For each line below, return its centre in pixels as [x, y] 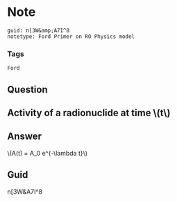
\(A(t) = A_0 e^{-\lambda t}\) [48, 153]
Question [27, 90]
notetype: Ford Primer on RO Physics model [71, 36]
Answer [25, 137]
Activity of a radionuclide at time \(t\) [89, 113]
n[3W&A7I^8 [25, 192]
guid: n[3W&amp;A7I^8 [39, 30]
